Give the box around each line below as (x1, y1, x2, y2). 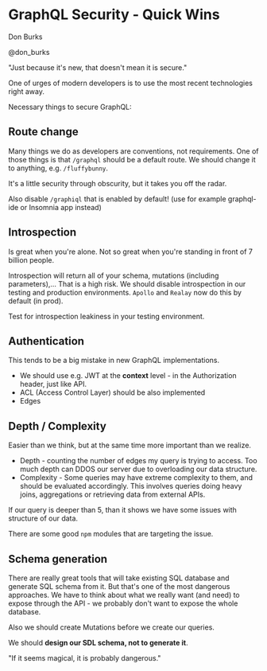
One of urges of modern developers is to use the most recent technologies (8, 78, 253, 88)
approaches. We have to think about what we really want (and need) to (8, 591, 240, 599)
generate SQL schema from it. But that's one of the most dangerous (8, 582, 230, 591)
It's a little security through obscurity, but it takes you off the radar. (8, 178, 227, 188)
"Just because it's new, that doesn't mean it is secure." (8, 62, 188, 72)
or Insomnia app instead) (20, 202, 102, 212)
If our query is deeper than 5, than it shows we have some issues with (8, 505, 237, 515)
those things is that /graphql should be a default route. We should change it (8, 154, 256, 164)
